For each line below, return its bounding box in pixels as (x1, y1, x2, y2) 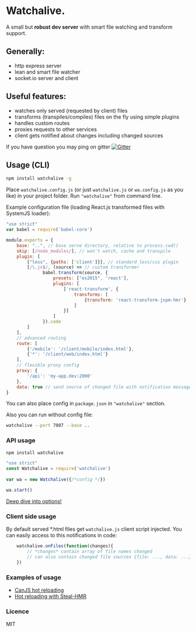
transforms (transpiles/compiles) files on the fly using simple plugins (14, 113, 180, 120)
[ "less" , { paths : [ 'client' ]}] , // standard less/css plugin (27, 259, 179, 265)
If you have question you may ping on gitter (6, 143, 111, 150)
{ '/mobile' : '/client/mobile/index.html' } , (27, 346, 134, 352)
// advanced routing (16, 335, 66, 341)
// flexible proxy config (16, 362, 80, 368)
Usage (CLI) (6, 160, 50, 170)
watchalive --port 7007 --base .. (6, 423, 90, 429)
